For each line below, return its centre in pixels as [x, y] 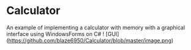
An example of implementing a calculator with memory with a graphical [95, 27]
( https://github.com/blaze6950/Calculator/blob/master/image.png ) [90, 40]
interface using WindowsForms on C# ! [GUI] [63, 34]
